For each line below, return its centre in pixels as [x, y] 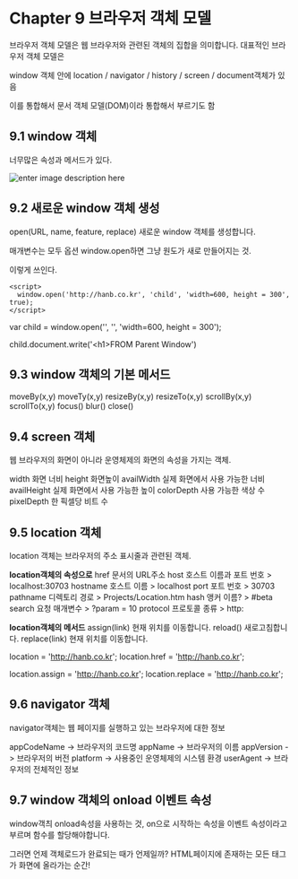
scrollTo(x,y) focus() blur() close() [72, 406]
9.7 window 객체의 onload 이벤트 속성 [111, 801]
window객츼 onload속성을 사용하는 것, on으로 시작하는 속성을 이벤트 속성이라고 [149, 823]
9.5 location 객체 [55, 532]
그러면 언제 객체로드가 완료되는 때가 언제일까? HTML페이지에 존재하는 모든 [140, 854]
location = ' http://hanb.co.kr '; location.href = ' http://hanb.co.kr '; [127, 657]
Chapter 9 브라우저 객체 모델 [111, 18]
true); [21, 302]
